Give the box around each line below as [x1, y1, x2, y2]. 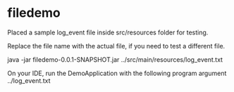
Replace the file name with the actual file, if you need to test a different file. [7, 41, 226, 50]
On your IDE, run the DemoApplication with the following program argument [7, 69, 227, 77]
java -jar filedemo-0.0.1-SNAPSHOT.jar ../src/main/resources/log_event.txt [7, 55, 223, 64]
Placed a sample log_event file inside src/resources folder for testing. [7, 28, 209, 37]
